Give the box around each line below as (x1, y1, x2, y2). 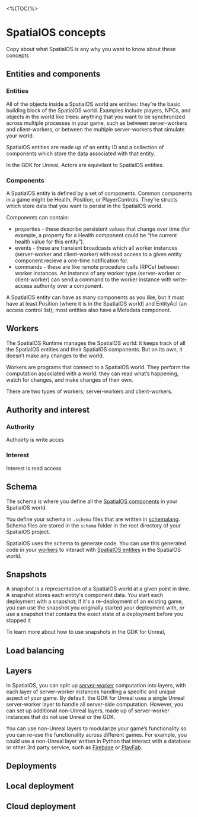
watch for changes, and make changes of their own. (6, 376, 133, 383)
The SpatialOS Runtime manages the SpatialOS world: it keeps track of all (6, 339, 186, 347)
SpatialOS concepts (6, 26, 106, 39)
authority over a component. (33, 282, 104, 289)
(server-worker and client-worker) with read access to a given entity (14, 250, 182, 257)
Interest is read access (6, 464, 62, 472)
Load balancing (6, 645, 65, 656)
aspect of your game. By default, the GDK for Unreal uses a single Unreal (6, 694, 185, 701)
